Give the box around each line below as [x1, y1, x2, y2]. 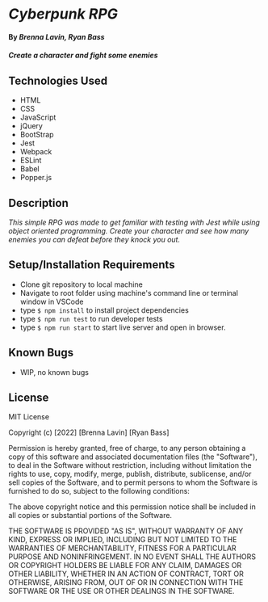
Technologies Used [8, 74, 107, 87]
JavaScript [19, 112, 57, 122]
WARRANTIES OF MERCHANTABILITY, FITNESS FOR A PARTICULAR [8, 543, 237, 554]
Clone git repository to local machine [19, 280, 143, 289]
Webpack [19, 147, 52, 157]
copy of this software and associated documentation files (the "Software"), [8, 452, 258, 461]
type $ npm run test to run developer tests [19, 314, 163, 323]
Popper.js [19, 173, 52, 183]
